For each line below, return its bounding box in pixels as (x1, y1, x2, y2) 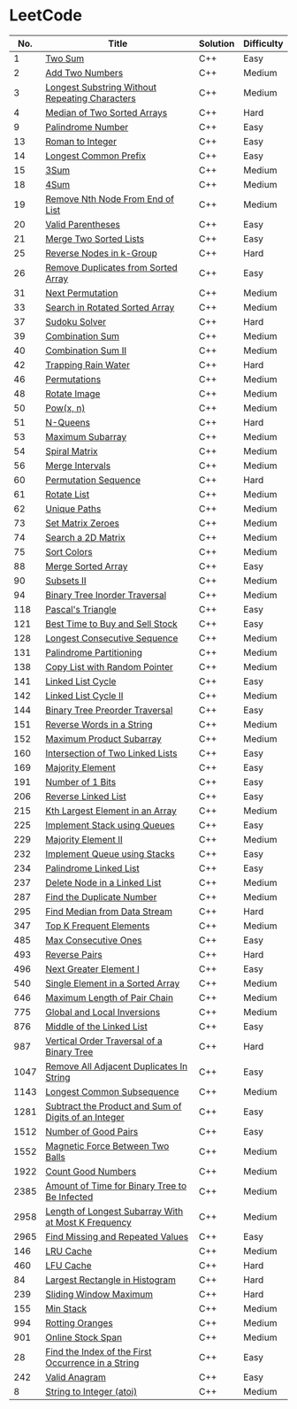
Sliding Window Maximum (45, 1288, 153, 1300)
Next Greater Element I (45, 962, 140, 974)
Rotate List (45, 488, 90, 500)
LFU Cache (45, 1259, 92, 1271)
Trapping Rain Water (45, 358, 131, 371)
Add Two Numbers (45, 66, 124, 79)
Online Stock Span (45, 1331, 122, 1344)
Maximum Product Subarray (45, 732, 162, 744)
